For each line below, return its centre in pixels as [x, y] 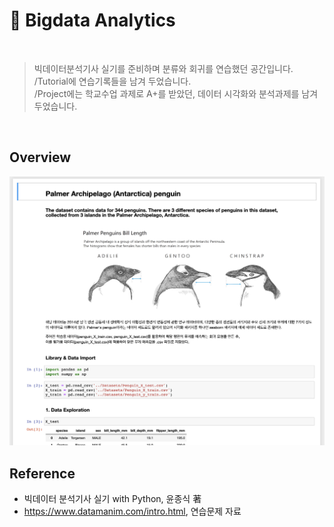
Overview [40, 157]
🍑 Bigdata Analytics [92, 20]
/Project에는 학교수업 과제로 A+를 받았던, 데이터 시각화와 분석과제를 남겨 [176, 93]
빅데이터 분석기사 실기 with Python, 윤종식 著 [112, 499]
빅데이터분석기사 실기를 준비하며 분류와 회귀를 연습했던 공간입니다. [163, 68]
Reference [42, 473]
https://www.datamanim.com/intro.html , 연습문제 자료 [132, 511]
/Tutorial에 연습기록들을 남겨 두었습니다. [112, 81]
